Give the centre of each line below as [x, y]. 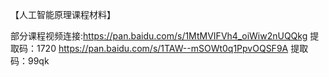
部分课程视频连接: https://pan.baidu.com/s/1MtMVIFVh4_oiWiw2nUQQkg [159, 36]
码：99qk [30, 61]
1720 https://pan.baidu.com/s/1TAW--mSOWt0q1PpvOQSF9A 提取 [172, 48]
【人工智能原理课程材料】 [63, 14]
